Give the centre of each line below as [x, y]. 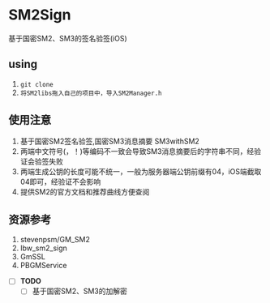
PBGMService [43, 266]
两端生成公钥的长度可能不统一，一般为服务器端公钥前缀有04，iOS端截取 [141, 171]
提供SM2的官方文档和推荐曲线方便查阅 [85, 191]
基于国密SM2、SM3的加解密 [80, 291]
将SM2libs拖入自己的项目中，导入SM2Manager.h [91, 93]
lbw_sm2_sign [43, 248]
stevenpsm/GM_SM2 [55, 240]
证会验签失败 [41, 161]
